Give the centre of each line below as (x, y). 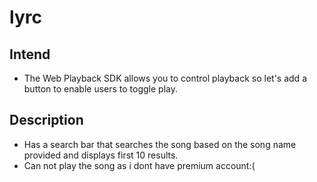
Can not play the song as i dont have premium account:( (139, 165)
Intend (30, 54)
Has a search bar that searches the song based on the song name (160, 144)
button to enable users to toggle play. (101, 89)
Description (46, 120)
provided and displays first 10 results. (101, 155)
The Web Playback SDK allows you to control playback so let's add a (165, 78)
